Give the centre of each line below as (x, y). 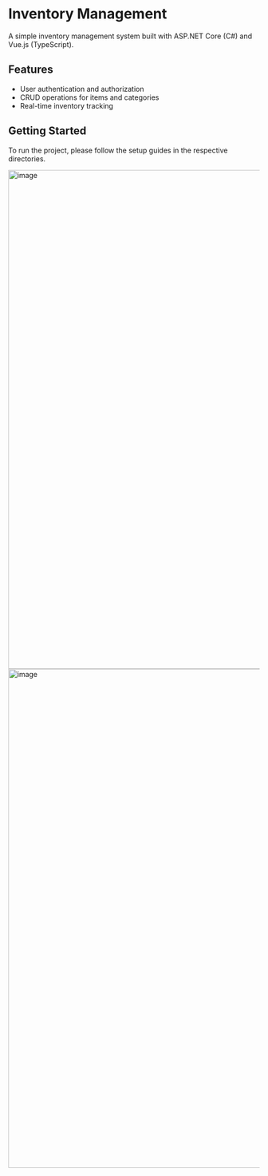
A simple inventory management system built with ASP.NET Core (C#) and (130, 36)
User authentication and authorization (82, 89)
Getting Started (47, 131)
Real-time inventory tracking (67, 105)
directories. (27, 158)
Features (31, 70)
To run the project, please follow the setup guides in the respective (118, 150)
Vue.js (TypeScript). (41, 44)
